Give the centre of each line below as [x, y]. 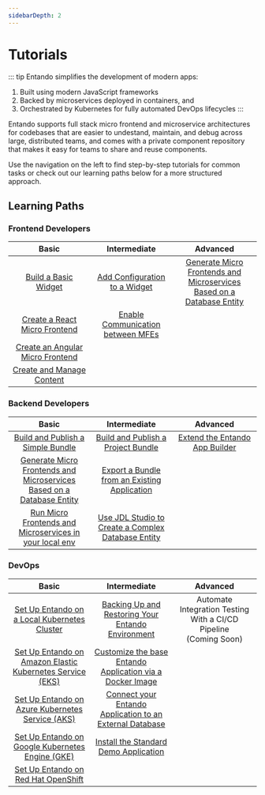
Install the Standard [131, 741]
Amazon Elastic [49, 661]
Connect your [131, 694]
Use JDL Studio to [131, 517]
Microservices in [49, 532]
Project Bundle [131, 447]
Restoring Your [131, 614]
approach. [25, 181]
